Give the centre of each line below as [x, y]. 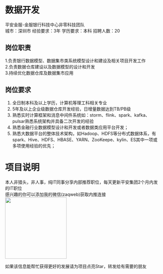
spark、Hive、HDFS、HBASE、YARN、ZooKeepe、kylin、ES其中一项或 [85, 139]
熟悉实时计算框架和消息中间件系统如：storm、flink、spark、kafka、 [81, 115]
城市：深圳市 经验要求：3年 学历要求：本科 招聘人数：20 [63, 30]
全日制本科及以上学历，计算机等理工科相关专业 [59, 103]
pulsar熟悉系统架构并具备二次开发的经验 [53, 121]
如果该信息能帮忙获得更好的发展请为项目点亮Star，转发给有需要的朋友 [76, 266]
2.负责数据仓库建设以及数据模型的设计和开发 [50, 66]
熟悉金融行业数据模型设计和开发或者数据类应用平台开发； [70, 127]
